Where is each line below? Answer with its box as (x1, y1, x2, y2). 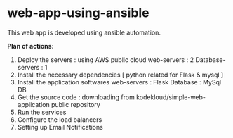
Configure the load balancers (17, 115, 102, 124)
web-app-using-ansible (7, 5, 149, 21)
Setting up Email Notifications (17, 123, 103, 131)
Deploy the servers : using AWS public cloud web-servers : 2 (17, 55, 194, 64)
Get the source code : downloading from (17, 93, 135, 101)
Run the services (17, 108, 67, 116)
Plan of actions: (7, 42, 54, 50)
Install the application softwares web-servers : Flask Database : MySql (17, 77, 222, 86)
